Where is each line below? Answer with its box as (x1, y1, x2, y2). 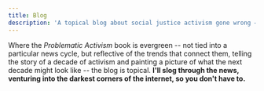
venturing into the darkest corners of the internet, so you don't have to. (8, 74, 246, 83)
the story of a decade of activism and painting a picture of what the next (8, 56, 242, 67)
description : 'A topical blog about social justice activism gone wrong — (8, 19, 258, 27)
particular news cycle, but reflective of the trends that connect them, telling (8, 49, 252, 58)
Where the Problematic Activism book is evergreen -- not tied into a (8, 40, 228, 49)
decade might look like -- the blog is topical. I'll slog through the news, (8, 65, 240, 75)
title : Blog (8, 11, 47, 20)
